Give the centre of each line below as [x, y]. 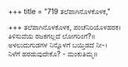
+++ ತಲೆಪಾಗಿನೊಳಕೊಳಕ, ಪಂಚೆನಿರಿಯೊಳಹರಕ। [65, 27]
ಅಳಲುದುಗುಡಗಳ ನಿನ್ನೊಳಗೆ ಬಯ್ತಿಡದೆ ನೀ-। [58, 45]
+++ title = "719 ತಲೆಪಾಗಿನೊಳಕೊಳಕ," [60, 11]
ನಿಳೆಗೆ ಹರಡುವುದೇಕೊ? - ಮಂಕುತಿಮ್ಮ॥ [53, 54]
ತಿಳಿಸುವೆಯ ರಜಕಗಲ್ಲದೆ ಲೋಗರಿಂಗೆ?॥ [52, 36]
